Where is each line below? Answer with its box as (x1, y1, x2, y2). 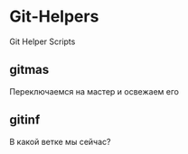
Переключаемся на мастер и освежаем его (9, 86, 179, 96)
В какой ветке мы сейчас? (9, 136, 111, 147)
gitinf (9, 113, 41, 128)
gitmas (9, 62, 50, 77)
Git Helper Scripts (9, 36, 76, 47)
